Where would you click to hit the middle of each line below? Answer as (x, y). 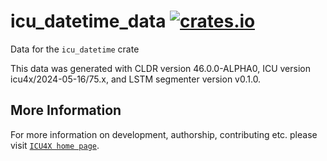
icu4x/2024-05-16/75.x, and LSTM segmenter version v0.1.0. (136, 79)
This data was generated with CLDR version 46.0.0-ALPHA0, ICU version (160, 68)
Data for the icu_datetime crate (75, 49)
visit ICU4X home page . (55, 145)
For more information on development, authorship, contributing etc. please (164, 134)
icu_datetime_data (88, 21)
